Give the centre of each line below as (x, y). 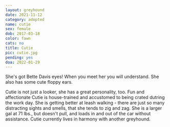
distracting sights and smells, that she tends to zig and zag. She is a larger (84, 108)
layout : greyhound (25, 10)
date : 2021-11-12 (24, 15)
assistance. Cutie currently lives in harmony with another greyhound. (78, 119)
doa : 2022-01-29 (23, 62)
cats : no (15, 43)
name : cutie (18, 24)
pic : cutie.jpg (22, 53)
